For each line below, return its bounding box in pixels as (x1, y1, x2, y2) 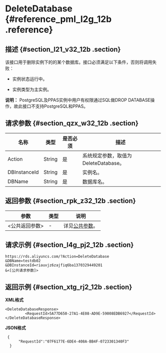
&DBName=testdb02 (5, 259, 41, 264)
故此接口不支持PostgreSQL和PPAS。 (13, 103, 88, 109)
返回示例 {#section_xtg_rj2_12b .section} (5, 282, 132, 291)
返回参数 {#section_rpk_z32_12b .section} (5, 197, 136, 205)
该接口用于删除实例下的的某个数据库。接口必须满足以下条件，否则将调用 (5, 59, 152, 65)
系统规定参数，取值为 (82, 152, 132, 159)
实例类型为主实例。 (12, 86, 52, 92)
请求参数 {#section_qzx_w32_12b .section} (5, 119, 139, 128)
